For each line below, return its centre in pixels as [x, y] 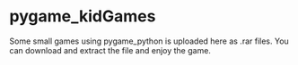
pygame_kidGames [83, 16]
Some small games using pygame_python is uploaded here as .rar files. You [149, 41]
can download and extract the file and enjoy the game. [110, 50]
